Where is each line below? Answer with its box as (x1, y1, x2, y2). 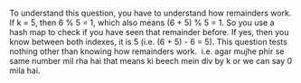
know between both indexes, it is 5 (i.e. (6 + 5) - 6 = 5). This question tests (9, 36, 287, 47)
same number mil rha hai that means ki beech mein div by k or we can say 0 (9, 56, 293, 66)
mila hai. (9, 65, 41, 76)
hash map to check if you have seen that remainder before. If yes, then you (9, 27, 289, 37)
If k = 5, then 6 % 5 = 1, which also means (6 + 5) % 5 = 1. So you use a (9, 17, 275, 28)
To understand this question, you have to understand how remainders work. (9, 8, 292, 18)
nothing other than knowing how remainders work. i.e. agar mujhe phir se (9, 46, 285, 57)
